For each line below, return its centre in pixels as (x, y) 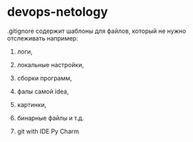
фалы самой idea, (43, 91)
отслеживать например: (43, 38)
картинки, (32, 104)
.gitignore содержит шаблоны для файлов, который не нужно (97, 31)
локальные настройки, (50, 64)
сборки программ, (44, 78)
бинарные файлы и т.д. (50, 118)
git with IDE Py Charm (48, 131)
